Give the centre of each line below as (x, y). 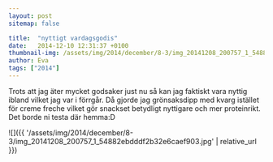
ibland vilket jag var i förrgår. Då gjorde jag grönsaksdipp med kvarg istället (134, 100)
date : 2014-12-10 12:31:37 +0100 (69, 45)
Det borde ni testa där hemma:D (62, 117)
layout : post (30, 16)
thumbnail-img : (34, 53)
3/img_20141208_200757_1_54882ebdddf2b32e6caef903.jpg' (111, 141)
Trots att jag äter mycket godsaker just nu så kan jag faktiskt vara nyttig (128, 91)
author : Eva (28, 61)
